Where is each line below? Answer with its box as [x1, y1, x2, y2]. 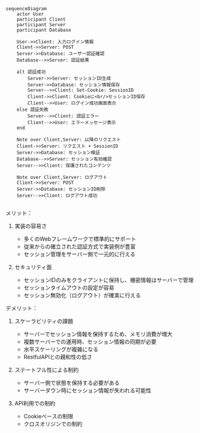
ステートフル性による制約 [14, 366, 79, 373]
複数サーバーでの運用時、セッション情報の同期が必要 [23, 338, 157, 345]
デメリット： [5, 305, 38, 312]
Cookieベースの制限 [23, 413, 74, 420]
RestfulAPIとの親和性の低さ [23, 353, 92, 361]
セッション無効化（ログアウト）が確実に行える [23, 292, 141, 298]
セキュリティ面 [14, 264, 52, 270]
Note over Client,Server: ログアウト [16, 174, 108, 180]
